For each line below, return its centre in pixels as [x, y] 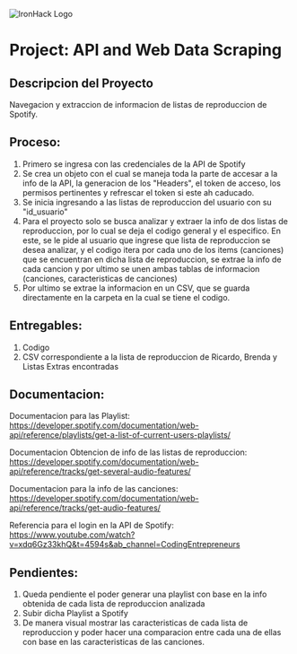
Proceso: [35, 142]
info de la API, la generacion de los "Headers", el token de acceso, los [151, 183]
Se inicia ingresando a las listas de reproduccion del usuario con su [147, 202]
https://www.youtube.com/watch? [72, 535]
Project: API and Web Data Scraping [146, 50]
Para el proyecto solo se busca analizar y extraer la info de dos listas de [155, 221]
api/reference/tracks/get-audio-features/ [85, 508]
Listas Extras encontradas [70, 366]
